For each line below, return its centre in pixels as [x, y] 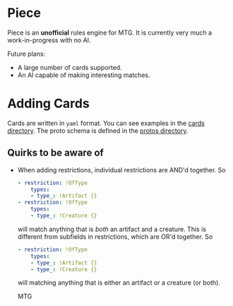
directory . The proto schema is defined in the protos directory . [98, 130]
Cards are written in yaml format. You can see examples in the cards [106, 123]
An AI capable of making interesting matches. [84, 75]
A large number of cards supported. [70, 67]
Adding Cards [48, 104]
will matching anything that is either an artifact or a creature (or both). [119, 283]
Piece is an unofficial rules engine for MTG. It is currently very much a [109, 33]
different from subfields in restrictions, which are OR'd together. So [115, 236]
